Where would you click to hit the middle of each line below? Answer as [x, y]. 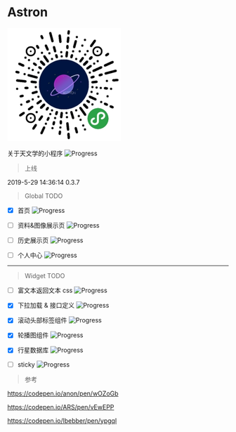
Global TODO [44, 196]
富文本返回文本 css [45, 290]
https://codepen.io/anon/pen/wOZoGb [63, 393]
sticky [26, 364]
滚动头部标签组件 [42, 320]
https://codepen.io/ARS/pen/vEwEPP [61, 407]
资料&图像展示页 [41, 225]
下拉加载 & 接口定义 [46, 306]
